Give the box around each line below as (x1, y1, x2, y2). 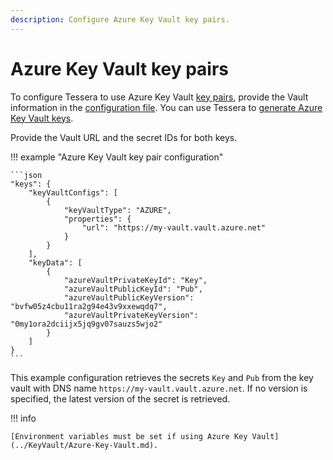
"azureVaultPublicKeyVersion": (63, 292, 195, 303)
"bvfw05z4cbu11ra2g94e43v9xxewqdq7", (10, 301, 168, 311)
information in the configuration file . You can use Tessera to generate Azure (10, 101, 323, 113)
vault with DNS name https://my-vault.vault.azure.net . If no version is (10, 382, 308, 394)
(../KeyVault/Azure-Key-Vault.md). (10, 440, 159, 450)
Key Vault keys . (10, 112, 74, 124)
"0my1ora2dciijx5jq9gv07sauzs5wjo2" (10, 319, 163, 329)
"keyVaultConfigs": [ (28, 187, 118, 198)
